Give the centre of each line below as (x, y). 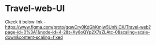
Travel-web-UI (35, 8)
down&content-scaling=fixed (34, 37)
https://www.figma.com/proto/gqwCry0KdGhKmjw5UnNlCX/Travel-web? (78, 27)
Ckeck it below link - (25, 22)
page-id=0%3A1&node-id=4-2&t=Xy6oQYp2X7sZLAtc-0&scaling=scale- (78, 32)
